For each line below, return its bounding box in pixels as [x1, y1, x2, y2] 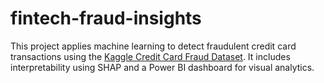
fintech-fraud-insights [10, 7, 202, 30]
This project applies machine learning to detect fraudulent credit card [10, 40, 297, 52]
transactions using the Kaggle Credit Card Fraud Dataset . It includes [10, 50, 291, 62]
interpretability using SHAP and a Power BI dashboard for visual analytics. [10, 61, 315, 73]
